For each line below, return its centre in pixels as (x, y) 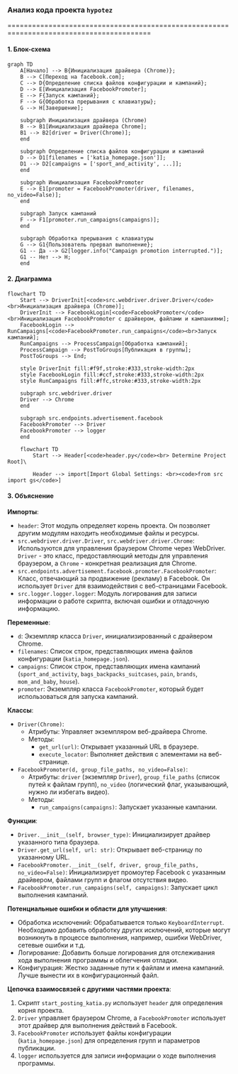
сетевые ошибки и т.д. (51, 945)
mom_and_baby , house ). (49, 681)
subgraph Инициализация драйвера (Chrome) (84, 120)
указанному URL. (44, 857)
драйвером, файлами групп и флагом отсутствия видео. (103, 879)
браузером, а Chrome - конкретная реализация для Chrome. (107, 563)
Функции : (22, 820)
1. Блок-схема (29, 49)
